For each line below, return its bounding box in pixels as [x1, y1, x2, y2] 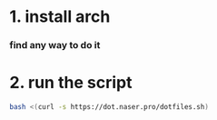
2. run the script [9, 73, 133, 93]
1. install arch [9, 6, 111, 27]
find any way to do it [9, 39, 101, 52]
